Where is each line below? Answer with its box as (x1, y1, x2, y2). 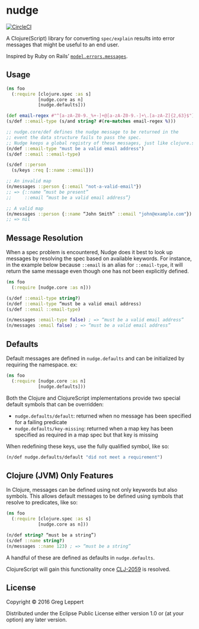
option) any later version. (6, 616, 67, 624)
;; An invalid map (6, 178, 52, 184)
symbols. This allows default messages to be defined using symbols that (6, 492, 184, 500)
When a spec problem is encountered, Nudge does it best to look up (6, 249, 173, 256)
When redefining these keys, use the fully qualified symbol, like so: (6, 442, 169, 450)
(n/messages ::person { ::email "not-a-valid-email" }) (6, 184, 142, 189)
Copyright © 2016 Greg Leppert (6, 598, 84, 606)
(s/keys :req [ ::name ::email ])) (11, 167, 94, 173)
